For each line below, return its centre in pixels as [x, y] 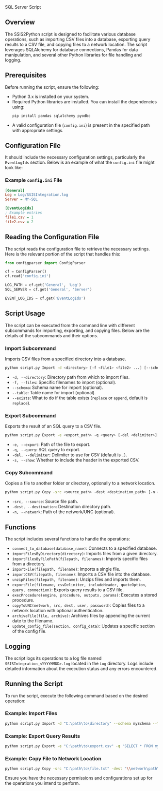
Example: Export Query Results [42, 736]
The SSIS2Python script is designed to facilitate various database [70, 34]
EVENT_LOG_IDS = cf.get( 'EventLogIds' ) [45, 298]
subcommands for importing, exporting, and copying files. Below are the [77, 330]
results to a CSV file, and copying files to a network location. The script [76, 44]
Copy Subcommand [29, 472]
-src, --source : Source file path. [45, 502]
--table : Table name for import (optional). [54, 392]
